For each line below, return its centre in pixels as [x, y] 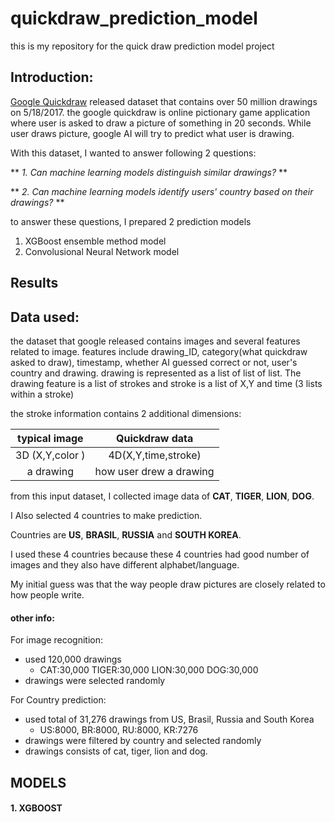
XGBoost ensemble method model [95, 241]
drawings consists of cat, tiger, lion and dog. [116, 751]
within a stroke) [42, 394]
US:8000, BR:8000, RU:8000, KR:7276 [119, 730]
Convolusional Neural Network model [102, 251]
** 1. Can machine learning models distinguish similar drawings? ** [149, 172]
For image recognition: [57, 640]
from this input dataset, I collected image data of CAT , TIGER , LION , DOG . [162, 496]
